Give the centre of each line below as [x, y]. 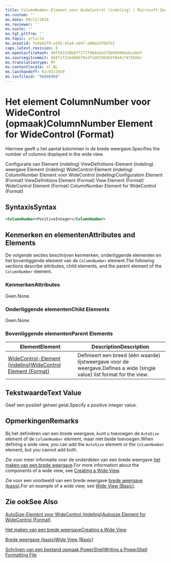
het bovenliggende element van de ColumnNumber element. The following [80, 261]
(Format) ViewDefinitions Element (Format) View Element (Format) [75, 180]
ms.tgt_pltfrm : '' [25, 34]
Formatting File [21, 555]
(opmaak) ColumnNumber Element [79, 124]
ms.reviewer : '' [22, 24]
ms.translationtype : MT [31, 62]
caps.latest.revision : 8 [32, 48]
